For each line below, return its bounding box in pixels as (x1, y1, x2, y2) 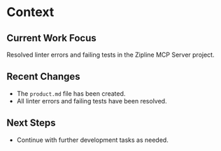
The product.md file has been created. (16, 89, 126, 98)
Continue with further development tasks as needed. (16, 136, 169, 144)
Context (6, 4, 55, 20)
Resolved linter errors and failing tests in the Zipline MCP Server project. (6, 50, 215, 59)
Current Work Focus (6, 32, 97, 44)
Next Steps (6, 117, 56, 129)
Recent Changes (6, 71, 81, 82)
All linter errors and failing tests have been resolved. (16, 96, 167, 105)
